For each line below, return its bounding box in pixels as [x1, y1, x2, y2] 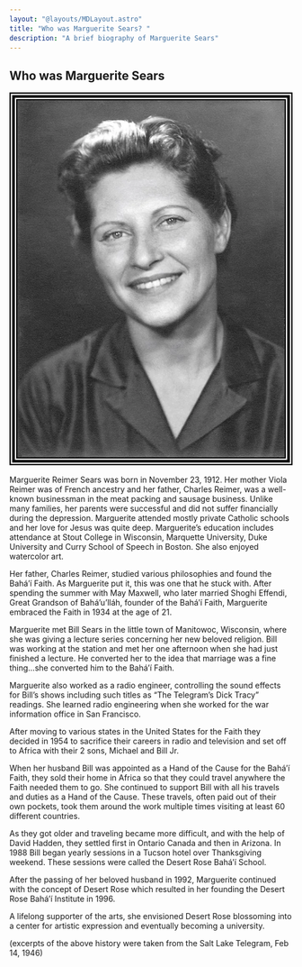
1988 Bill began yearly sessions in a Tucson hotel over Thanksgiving [9, 847, 262, 858]
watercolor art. [9, 551, 65, 561]
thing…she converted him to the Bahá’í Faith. [9, 662, 175, 673]
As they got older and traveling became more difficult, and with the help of [9, 827, 285, 838]
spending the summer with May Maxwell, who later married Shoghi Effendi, [9, 587, 288, 598]
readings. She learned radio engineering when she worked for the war [9, 698, 270, 709]
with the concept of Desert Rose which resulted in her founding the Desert [9, 883, 286, 894]
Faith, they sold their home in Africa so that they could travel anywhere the [9, 771, 286, 783]
